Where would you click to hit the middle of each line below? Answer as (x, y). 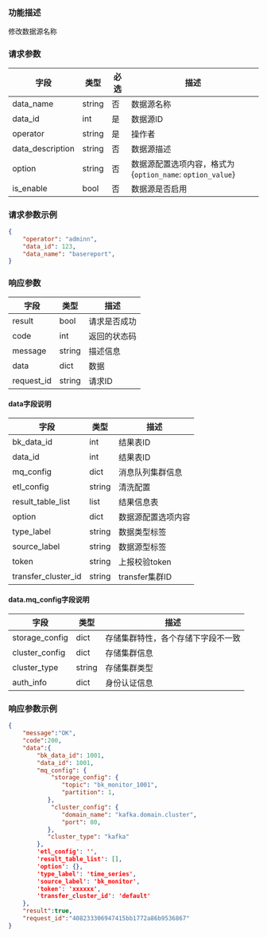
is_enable (30, 188)
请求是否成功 (112, 321)
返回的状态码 (112, 336)
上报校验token (145, 562)
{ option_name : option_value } (183, 174)
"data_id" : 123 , (50, 246)
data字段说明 (30, 404)
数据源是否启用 (159, 189)
